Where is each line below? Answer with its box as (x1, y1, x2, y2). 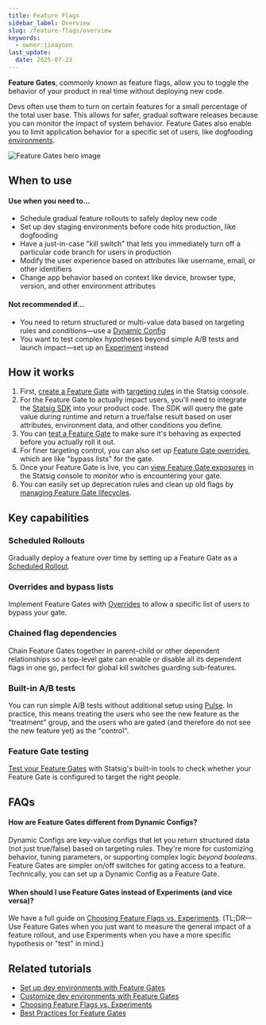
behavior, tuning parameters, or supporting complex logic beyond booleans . (8, 852, 257, 861)
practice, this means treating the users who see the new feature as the (8, 709, 240, 719)
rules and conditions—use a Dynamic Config (19, 325, 166, 335)
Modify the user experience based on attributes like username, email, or (19, 256, 256, 266)
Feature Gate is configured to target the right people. (8, 772, 181, 782)
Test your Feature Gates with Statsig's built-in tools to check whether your (8, 764, 252, 774)
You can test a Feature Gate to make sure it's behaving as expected (19, 429, 241, 438)
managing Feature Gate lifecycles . (19, 488, 132, 498)
